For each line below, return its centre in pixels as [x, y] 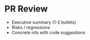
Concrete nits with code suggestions [48, 32]
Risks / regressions [31, 27]
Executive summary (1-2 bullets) [44, 22]
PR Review [26, 9]
